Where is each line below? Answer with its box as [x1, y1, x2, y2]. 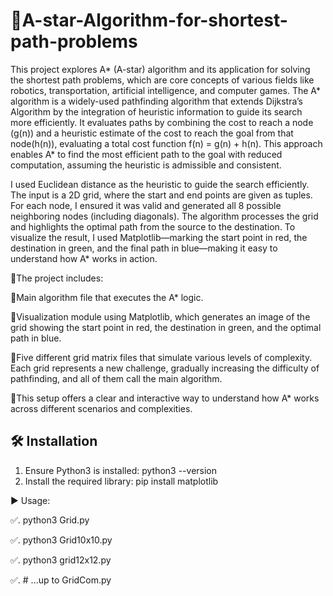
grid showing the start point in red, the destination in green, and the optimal [10, 321, 322, 333]
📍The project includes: [10, 272, 104, 284]
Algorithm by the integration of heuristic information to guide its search [10, 105, 303, 118]
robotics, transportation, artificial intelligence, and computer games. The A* [10, 84, 321, 96]
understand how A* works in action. [10, 252, 158, 264]
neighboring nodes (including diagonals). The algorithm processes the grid [10, 210, 319, 222]
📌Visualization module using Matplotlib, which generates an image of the [10, 310, 311, 323]
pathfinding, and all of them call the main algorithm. [10, 372, 223, 384]
